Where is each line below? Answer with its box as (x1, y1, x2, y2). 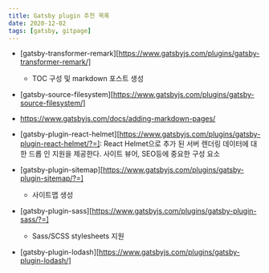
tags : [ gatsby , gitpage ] (8, 26, 92, 35)
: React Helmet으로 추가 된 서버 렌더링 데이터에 (100, 139, 249, 149)
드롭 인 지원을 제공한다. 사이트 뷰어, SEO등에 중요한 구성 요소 (28, 149, 221, 159)
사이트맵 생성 (31, 190, 74, 200)
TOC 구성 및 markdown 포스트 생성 (31, 74, 145, 84)
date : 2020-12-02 (8, 19, 67, 27)
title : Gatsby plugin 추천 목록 (8, 11, 110, 20)
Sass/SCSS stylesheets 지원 (31, 231, 124, 241)
